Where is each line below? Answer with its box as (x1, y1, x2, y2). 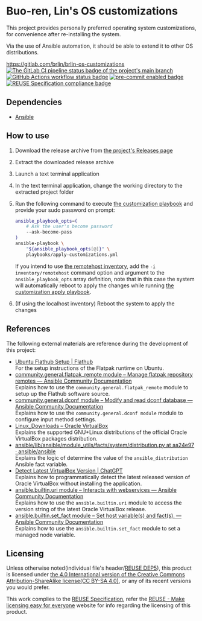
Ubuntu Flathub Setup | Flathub (14, 358, 93, 365)
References (6, 324, 51, 334)
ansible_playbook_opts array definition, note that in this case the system (14, 275, 195, 282)
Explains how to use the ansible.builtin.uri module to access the (14, 499, 182, 506)
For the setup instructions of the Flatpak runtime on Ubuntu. (14, 364, 165, 372)
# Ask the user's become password (26, 223, 113, 230)
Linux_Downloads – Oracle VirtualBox (14, 422, 109, 429)
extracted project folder (14, 188, 74, 196)
